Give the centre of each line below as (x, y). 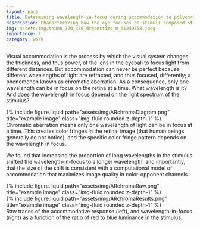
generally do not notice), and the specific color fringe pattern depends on (96, 137)
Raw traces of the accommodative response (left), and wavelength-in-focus (99, 211)
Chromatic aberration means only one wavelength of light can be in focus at (99, 125)
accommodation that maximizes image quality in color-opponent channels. (98, 174)
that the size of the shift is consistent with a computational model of (89, 168)
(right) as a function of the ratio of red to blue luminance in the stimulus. (94, 217)
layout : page (22, 12)
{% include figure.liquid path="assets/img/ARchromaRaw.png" (83, 186)
